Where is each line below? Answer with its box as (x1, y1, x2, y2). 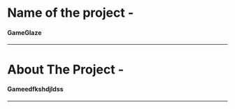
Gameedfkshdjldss (7, 85, 64, 94)
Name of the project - (7, 5, 134, 21)
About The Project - (7, 61, 124, 78)
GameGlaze (7, 28, 42, 36)
